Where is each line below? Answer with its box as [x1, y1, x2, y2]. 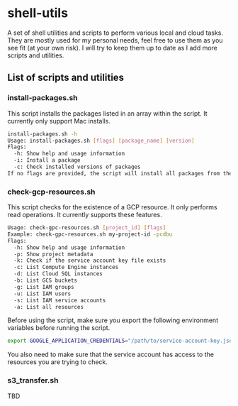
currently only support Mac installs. [7, 116, 111, 125]
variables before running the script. [7, 324, 110, 332]
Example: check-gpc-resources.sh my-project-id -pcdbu [7, 231, 173, 238]
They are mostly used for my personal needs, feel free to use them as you [7, 35, 223, 44]
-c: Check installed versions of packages [13, 163, 141, 170]
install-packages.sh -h [7, 130, 78, 138]
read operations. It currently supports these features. [7, 211, 162, 219]
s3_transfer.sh [7, 375, 59, 385]
